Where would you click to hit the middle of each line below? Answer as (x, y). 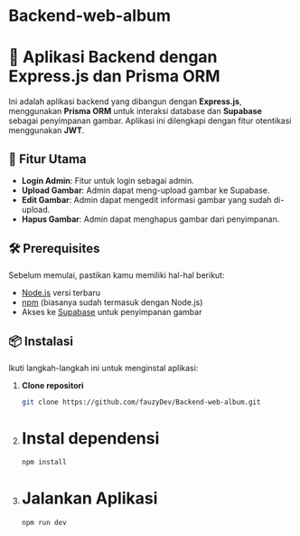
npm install (44, 463)
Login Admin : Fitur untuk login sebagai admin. (108, 180)
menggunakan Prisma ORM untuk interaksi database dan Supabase (136, 111)
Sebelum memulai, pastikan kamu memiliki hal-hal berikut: (117, 275)
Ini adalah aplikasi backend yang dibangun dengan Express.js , (125, 101)
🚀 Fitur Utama (47, 159)
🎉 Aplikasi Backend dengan (113, 57)
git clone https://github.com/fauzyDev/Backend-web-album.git (141, 402)
